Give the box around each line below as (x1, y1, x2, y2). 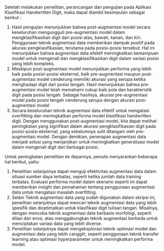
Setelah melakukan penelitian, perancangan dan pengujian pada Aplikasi (4, 4, 152, 10)
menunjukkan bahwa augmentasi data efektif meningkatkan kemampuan (11, 50, 159, 56)
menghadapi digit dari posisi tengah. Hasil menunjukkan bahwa (11, 82, 140, 87)
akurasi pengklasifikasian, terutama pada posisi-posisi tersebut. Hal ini (11, 45, 155, 51)
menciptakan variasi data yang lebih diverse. (11, 221, 103, 226)
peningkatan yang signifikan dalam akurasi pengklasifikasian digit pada (11, 123, 156, 129)
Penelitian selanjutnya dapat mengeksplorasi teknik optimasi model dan (11, 226, 157, 231)
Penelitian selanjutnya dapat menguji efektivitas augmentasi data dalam (11, 168, 157, 174)
